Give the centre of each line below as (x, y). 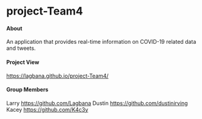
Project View (23, 62)
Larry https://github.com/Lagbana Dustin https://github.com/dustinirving (97, 103)
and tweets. (21, 48)
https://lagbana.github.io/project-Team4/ (57, 76)
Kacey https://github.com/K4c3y (47, 109)
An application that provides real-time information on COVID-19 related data (101, 42)
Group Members (27, 90)
